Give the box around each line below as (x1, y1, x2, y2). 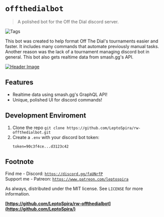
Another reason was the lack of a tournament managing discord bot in (5, 48, 149, 54)
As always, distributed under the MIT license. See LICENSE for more (5, 185, 143, 191)
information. (5, 191, 30, 197)
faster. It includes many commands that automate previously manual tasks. (5, 43, 159, 49)
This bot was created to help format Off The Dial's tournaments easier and (5, 38, 158, 44)
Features (5, 78, 33, 86)
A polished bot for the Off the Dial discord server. (17, 18, 119, 24)
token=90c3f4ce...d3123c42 (12, 144, 69, 149)
